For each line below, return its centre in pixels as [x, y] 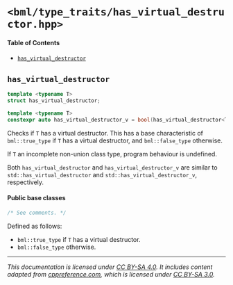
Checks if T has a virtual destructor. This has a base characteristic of [105, 133]
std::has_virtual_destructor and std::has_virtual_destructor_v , [102, 174]
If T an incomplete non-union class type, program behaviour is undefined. [112, 154]
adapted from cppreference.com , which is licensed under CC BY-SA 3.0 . [111, 274]
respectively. [25, 182]
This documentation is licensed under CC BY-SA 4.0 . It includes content [110, 267]
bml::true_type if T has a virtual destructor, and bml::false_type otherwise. [115, 140]
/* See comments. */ [37, 213]
